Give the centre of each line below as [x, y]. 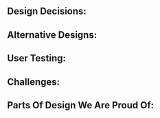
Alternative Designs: [52, 35]
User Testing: [37, 58]
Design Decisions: [47, 11]
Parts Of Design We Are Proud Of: [81, 105]
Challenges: [34, 82]
